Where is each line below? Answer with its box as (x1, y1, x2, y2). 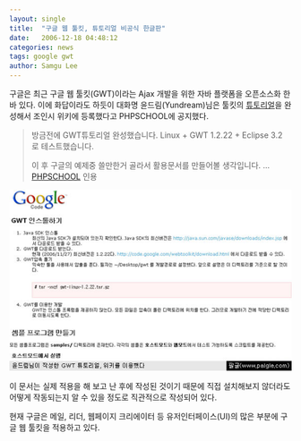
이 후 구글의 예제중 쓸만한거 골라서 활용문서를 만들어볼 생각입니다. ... (30, 160, 271, 170)
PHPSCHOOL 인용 (30, 171, 98, 182)
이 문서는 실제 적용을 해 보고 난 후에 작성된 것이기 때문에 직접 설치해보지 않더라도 (9, 381, 291, 392)
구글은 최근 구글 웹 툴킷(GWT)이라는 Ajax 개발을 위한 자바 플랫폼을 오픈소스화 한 (9, 89, 291, 98)
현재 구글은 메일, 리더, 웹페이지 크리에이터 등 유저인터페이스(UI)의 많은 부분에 (9, 411, 279, 422)
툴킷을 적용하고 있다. (28, 422, 100, 433)
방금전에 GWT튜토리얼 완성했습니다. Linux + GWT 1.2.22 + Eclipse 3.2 (30, 130, 283, 140)
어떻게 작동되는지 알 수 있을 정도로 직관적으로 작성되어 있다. (9, 392, 218, 403)
